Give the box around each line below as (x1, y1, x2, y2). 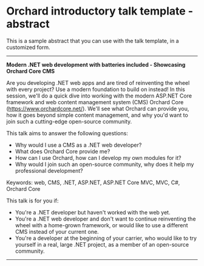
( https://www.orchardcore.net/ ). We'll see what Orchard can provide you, (6, 105, 189, 112)
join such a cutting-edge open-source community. (6, 118, 132, 125)
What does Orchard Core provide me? (15, 147, 110, 155)
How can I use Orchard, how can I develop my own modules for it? (15, 154, 182, 161)
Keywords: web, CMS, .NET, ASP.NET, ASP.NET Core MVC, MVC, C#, (6, 179, 180, 186)
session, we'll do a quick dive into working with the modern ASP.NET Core (6, 92, 192, 99)
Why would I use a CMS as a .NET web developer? (15, 141, 142, 148)
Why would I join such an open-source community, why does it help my (15, 161, 194, 168)
